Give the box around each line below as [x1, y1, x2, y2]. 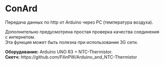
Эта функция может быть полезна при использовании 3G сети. [5, 39, 138, 45]
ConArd [5, 3, 38, 14]
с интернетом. [5, 34, 35, 40]
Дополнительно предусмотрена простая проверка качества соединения [5, 29, 160, 34]
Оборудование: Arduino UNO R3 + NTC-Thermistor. [5, 49, 113, 55]
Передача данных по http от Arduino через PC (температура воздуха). [5, 19, 154, 25]
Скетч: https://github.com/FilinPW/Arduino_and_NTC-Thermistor [5, 54, 137, 60]
